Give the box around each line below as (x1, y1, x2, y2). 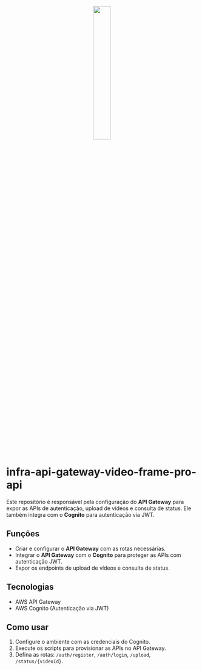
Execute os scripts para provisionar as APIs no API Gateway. (15, 644, 166, 652)
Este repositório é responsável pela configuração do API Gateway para (6, 498, 184, 505)
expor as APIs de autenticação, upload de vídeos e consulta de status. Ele (6, 505, 192, 512)
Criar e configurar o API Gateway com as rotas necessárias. (15, 545, 166, 552)
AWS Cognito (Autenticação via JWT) (15, 604, 109, 612)
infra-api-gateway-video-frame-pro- (6, 465, 197, 479)
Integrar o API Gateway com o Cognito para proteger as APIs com (15, 551, 181, 559)
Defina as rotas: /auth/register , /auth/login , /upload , (15, 651, 151, 658)
